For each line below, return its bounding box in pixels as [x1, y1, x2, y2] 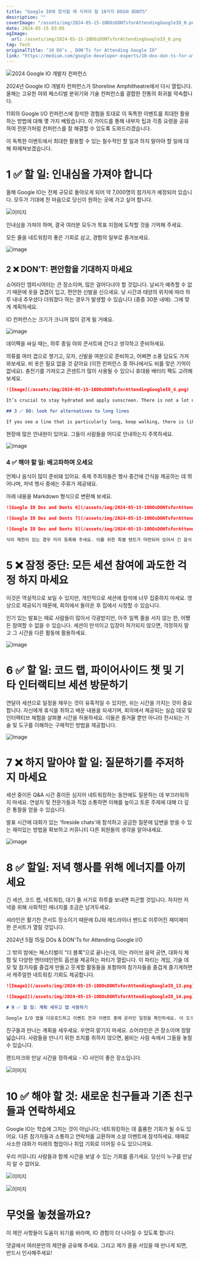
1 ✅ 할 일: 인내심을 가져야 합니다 [6, 167, 153, 181]
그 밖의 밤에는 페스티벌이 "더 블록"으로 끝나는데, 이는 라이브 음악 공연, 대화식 [6, 949, 183, 956]
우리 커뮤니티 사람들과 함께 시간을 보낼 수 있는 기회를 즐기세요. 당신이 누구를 [6, 1152, 182, 1160]
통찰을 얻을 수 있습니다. [12, 806, 66, 813]
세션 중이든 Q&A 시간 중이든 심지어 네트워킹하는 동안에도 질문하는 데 [6, 791, 164, 799]
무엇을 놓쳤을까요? [6, 1209, 91, 1222]
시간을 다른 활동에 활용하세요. [18, 629, 87, 636]
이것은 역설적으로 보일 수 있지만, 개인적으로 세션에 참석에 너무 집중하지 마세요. [6, 594, 187, 601]
